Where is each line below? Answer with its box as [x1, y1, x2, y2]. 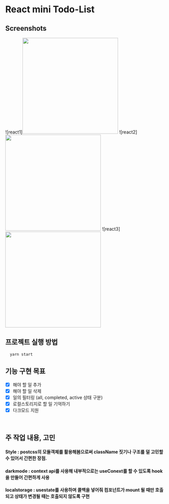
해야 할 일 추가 [12, 381, 42, 387]
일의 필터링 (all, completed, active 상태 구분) [12, 394, 103, 400]
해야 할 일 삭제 [12, 388, 42, 394]
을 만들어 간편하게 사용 [5, 474, 50, 480]
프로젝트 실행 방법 [5, 338, 58, 346]
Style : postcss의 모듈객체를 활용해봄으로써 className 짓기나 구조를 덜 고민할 [5, 449, 163, 455]
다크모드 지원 [12, 407, 39, 413]
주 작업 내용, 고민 [5, 433, 55, 442]
